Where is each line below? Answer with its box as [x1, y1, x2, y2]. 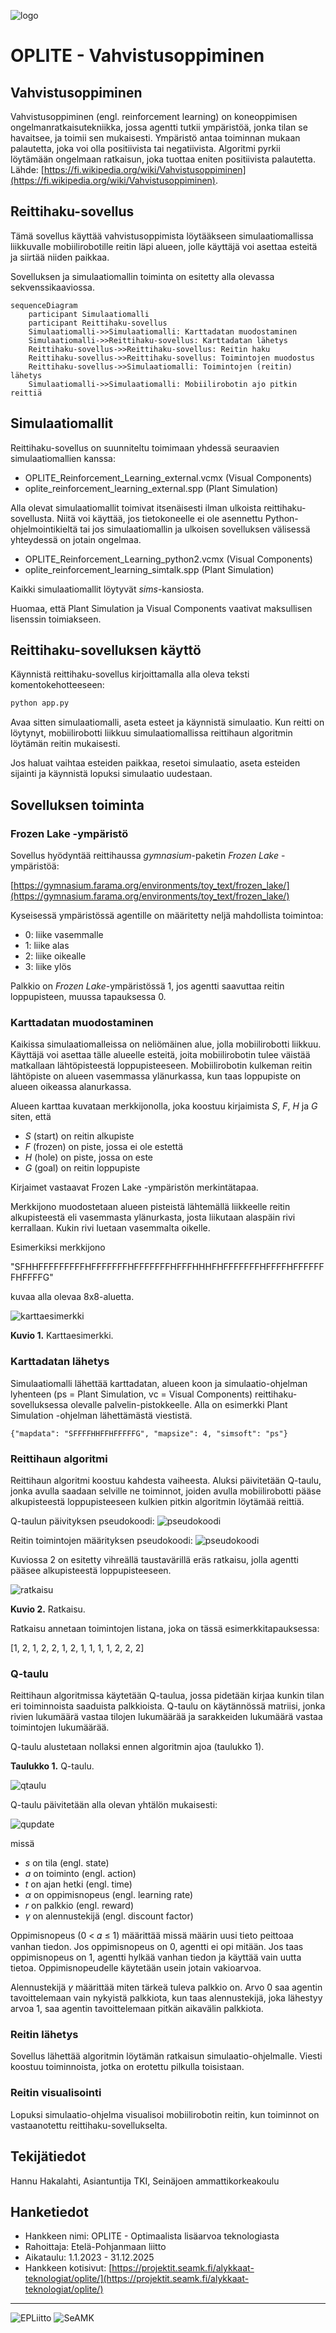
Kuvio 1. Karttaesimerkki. [10, 1330, 114, 1342]
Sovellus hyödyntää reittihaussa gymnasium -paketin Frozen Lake [10, 850, 280, 861]
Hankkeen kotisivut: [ [24, 2262, 113, 2274]
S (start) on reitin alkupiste [24, 1130, 135, 1142]
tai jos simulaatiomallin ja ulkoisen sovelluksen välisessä [79, 523, 311, 535]
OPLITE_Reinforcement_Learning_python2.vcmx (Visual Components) [24, 553, 313, 565]
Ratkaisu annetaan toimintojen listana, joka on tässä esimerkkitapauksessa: [10, 1622, 320, 1634]
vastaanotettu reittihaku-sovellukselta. [10, 2119, 168, 2131]
